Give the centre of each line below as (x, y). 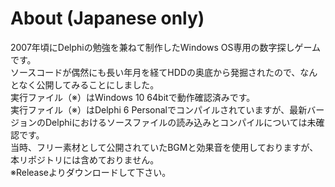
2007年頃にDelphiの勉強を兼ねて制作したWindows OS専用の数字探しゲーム (165, 47)
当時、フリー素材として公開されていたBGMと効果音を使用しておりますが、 (164, 147)
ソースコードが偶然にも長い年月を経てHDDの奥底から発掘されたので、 (155, 72)
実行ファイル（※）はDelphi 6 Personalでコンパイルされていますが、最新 (159, 109)
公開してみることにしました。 (98, 84)
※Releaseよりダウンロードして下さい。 (91, 172)
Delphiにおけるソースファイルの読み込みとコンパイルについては (176, 122)
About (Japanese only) (107, 18)
